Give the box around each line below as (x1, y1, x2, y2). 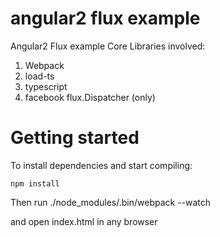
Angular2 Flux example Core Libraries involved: (10, 40, 206, 52)
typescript (24, 80, 68, 92)
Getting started (10, 127, 140, 149)
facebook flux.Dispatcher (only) (24, 91, 156, 103)
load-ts (24, 70, 55, 82)
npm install (10, 178, 60, 189)
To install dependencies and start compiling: (10, 159, 193, 171)
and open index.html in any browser (10, 215, 158, 227)
